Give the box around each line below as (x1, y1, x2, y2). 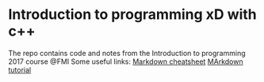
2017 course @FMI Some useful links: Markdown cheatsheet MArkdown (8, 57, 243, 66)
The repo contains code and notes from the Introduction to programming (8, 48, 246, 58)
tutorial (8, 65, 32, 74)
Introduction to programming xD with (8, 6, 258, 24)
